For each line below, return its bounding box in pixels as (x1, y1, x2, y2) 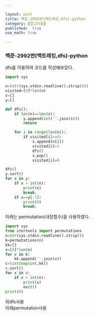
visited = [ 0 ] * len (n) (5, 88, 46, 93)
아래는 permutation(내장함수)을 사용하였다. (5, 214, 90, 220)
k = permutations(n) (5, 238, 44, 243)
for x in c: (5, 270, 30, 276)
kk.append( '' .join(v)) (14, 256, 62, 261)
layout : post (5, 12, 33, 17)
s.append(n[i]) (32, 139, 64, 144)
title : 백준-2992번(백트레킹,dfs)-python (5, 16, 86, 22)
